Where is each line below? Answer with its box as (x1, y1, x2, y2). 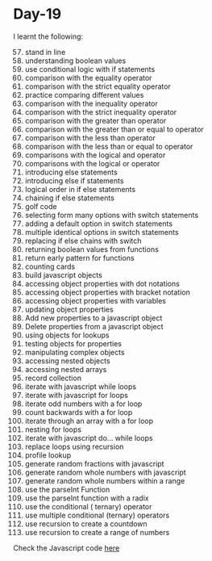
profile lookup (24, 450, 72, 460)
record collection (24, 373, 81, 383)
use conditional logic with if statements (24, 64, 156, 73)
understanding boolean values (24, 56, 127, 65)
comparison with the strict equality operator (24, 82, 172, 91)
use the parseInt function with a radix (24, 493, 149, 503)
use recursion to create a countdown (24, 518, 148, 529)
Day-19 (13, 5, 62, 23)
